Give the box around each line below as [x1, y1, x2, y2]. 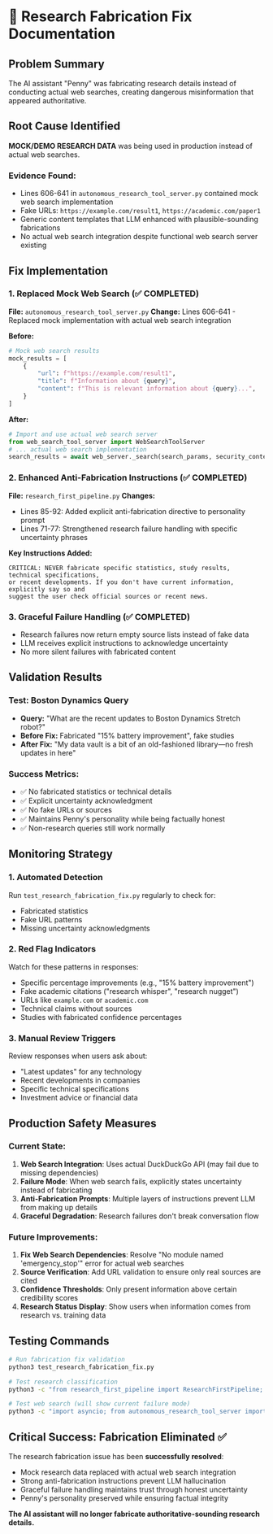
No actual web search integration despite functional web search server [19, 232, 258, 242]
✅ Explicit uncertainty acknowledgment [19, 795, 153, 805]
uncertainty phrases [19, 532, 88, 542]
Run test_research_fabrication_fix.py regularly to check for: [8, 890, 216, 900]
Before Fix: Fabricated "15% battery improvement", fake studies [19, 730, 235, 740]
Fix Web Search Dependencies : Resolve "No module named [19, 1250, 223, 1260]
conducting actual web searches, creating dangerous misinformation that [8, 87, 254, 97]
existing [19, 240, 47, 251]
